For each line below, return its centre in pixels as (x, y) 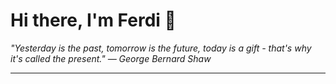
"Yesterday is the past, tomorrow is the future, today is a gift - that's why (161, 48)
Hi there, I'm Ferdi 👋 (93, 20)
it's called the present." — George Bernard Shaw (111, 58)
